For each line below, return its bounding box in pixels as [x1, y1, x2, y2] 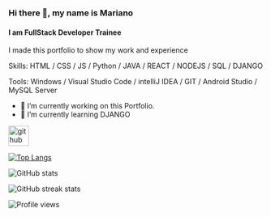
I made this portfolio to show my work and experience [8, 45, 188, 55]
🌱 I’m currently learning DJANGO [19, 109, 131, 120]
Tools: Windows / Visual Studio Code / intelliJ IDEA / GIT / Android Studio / [8, 77, 258, 87]
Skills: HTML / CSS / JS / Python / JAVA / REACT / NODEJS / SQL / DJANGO [8, 61, 264, 71]
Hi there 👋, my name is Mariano [8, 7, 134, 19]
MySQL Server [8, 85, 58, 96]
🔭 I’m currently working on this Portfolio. [19, 101, 155, 111]
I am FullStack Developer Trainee [8, 28, 122, 37]
